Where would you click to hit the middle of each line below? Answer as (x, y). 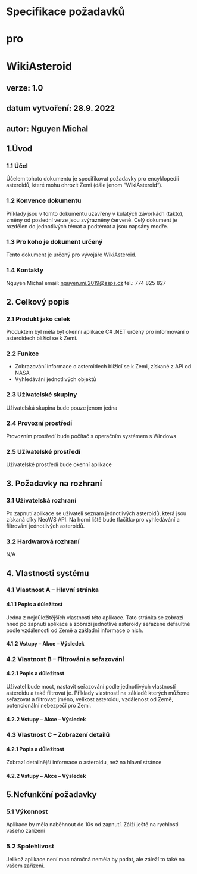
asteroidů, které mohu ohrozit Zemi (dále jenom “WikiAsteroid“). (85, 185)
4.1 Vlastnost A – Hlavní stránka (53, 590)
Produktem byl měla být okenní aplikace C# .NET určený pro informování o (98, 332)
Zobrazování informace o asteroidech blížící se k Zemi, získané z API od (103, 367)
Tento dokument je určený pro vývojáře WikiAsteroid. (71, 255)
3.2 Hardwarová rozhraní (43, 541)
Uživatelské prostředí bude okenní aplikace (59, 464)
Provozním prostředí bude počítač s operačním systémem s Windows (91, 436)
